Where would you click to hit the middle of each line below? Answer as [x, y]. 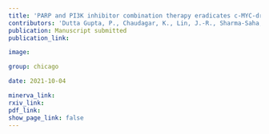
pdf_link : [25, 110]
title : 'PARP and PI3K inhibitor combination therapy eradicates [119, 16]
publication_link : [39, 38]
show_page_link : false [46, 118]
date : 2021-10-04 [37, 81]
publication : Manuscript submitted [68, 30]
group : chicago [34, 67]
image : [19, 53]
